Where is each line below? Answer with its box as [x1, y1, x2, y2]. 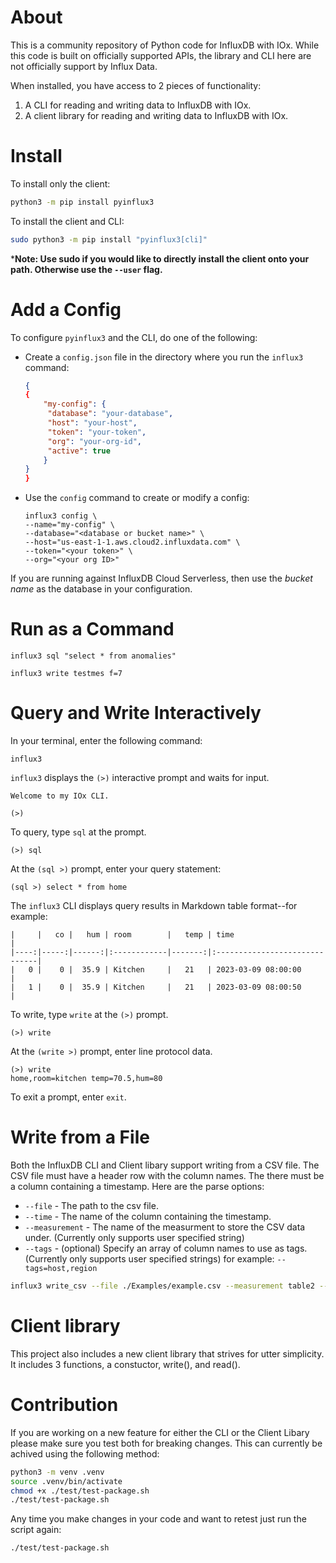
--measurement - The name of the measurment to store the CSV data [24, 1221, 306, 1233]
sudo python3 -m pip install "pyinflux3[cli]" [10, 234, 208, 245]
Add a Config [10, 298, 122, 321]
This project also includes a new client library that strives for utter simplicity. [10, 1347, 325, 1360]
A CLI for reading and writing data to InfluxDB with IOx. [24, 99, 252, 111]
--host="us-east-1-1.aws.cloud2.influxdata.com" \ [24, 537, 241, 548]
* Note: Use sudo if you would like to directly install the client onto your [10, 252, 310, 265]
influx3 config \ [24, 511, 98, 521]
